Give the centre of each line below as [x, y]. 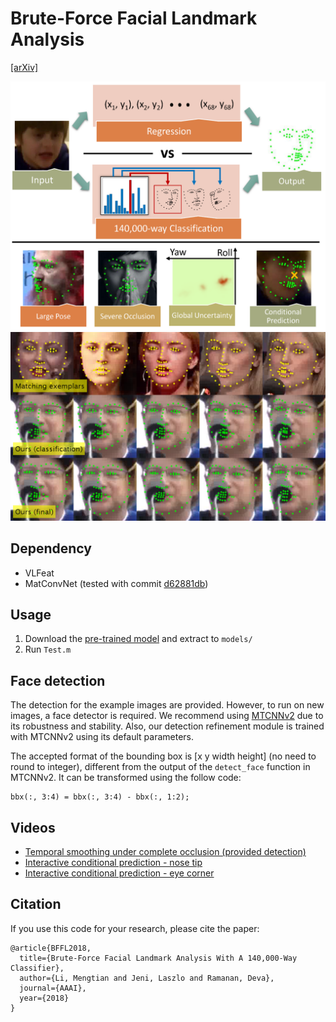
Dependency [51, 548]
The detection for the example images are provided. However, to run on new [167, 705]
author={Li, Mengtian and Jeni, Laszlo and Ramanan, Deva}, [147, 978]
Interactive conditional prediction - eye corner [119, 873]
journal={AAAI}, [53, 988]
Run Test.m [48, 649]
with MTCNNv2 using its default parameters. [102, 737]
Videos [33, 827]
